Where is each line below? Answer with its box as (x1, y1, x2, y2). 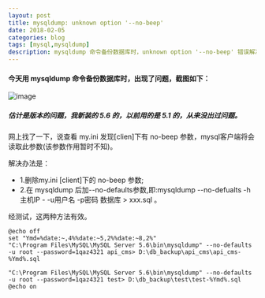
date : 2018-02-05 (8, 26, 65, 34)
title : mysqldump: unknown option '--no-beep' (8, 19, 164, 27)
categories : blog (8, 33, 65, 42)
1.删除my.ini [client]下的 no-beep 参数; (19, 175, 144, 185)
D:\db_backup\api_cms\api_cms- (138, 248, 242, 256)
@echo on (8, 283, 37, 291)
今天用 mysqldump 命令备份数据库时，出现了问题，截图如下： (8, 73, 211, 83)
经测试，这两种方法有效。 (8, 212, 91, 222)
